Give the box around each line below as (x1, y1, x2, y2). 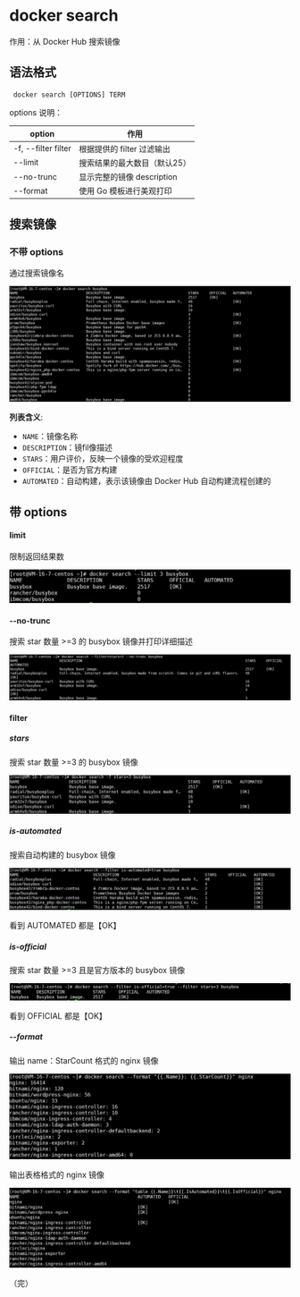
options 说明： (9, 106, 62, 117)
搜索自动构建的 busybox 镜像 (9, 849, 116, 860)
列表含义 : (9, 412, 44, 423)
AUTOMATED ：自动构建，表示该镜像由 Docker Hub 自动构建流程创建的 (21, 476, 271, 487)
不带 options (9, 246, 64, 259)
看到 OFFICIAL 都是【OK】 (9, 1010, 107, 1021)
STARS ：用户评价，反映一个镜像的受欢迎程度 (21, 454, 184, 464)
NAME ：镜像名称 (21, 431, 79, 442)
